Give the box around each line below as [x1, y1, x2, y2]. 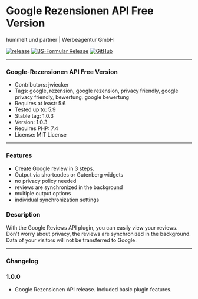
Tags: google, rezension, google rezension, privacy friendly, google [14, 87, 179, 95]
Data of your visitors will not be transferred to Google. [6, 237, 137, 244]
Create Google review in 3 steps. [14, 165, 94, 172]
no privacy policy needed [14, 177, 77, 184]
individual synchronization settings [14, 196, 100, 203]
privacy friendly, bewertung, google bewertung [14, 94, 130, 101]
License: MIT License [14, 131, 67, 138]
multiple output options [14, 190, 71, 197]
